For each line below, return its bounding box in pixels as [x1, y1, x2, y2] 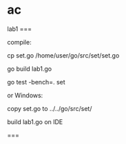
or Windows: [7, 91, 43, 99]
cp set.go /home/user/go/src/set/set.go [7, 51, 120, 60]
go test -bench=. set [7, 77, 65, 86]
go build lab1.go [7, 64, 52, 73]
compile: [7, 38, 32, 46]
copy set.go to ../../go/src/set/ [7, 104, 92, 112]
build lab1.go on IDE [7, 117, 63, 125]
